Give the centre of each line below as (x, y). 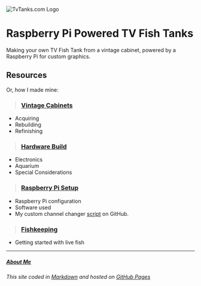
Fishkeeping (39, 229)
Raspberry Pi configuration (48, 201)
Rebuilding (28, 125)
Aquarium (27, 166)
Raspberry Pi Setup (50, 188)
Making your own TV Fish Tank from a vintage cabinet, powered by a (91, 50)
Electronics (29, 159)
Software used (33, 207)
